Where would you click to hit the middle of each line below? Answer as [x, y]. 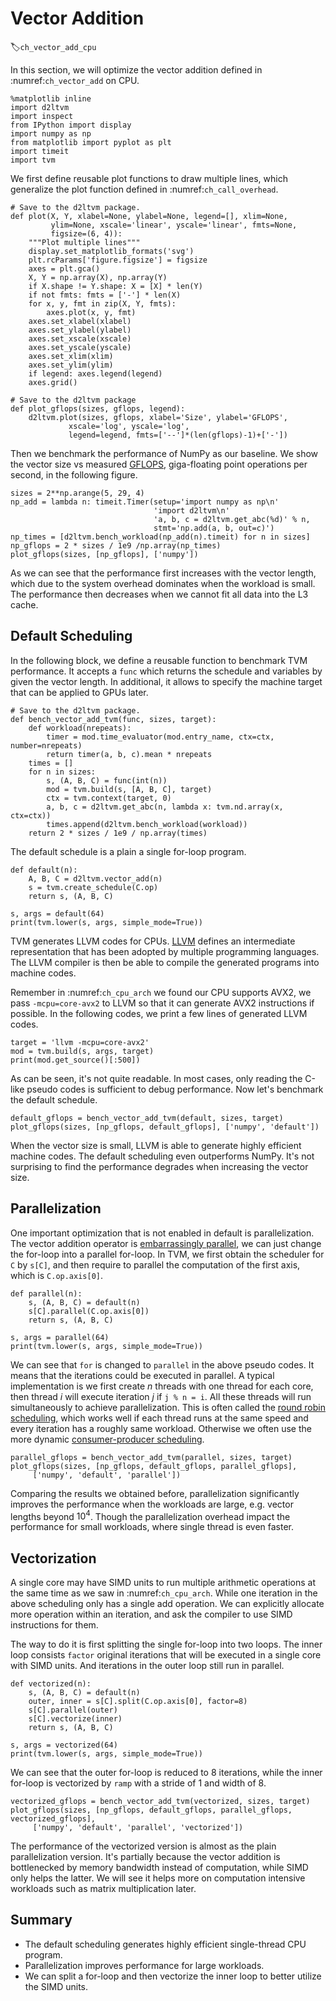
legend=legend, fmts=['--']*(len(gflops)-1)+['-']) [178, 435]
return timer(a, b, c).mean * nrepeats [129, 754]
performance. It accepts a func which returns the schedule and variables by [166, 671]
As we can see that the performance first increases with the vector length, [163, 573]
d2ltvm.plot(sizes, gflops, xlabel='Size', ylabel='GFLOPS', [158, 417]
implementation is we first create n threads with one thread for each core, [162, 1386]
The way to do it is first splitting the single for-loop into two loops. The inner [166, 1644]
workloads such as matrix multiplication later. [103, 1889]
